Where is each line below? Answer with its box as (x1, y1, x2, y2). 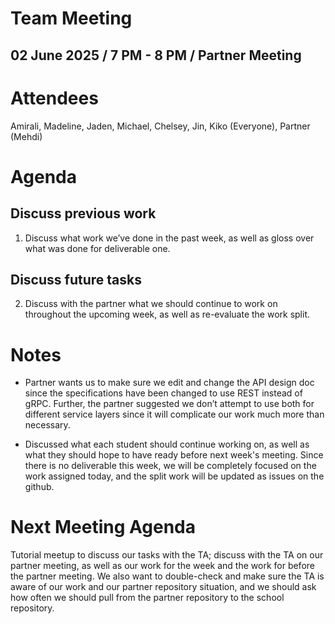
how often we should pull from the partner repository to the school (10, 592, 285, 604)
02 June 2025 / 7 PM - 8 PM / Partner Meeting (10, 47, 302, 64)
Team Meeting (10, 7, 133, 30)
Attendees (10, 87, 99, 109)
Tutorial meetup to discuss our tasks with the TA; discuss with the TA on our (10, 549, 324, 561)
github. (24, 481, 55, 493)
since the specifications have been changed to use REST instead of (24, 387, 303, 399)
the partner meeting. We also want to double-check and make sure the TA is (10, 570, 325, 582)
